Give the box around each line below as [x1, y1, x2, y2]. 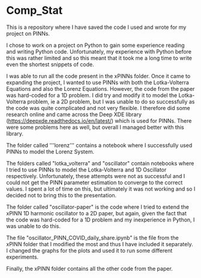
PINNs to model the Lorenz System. [6, 148, 95, 155]
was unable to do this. [6, 222, 61, 229]
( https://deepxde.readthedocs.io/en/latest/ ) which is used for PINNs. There [6, 117, 192, 124]
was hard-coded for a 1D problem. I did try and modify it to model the [6, 91, 178, 99]
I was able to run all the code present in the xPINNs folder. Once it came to [6, 72, 191, 79]
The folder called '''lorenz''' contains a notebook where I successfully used [6, 141, 193, 149]
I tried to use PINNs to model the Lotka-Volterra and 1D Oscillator [6, 166, 167, 173]
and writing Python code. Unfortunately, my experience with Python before [6, 48, 192, 55]
